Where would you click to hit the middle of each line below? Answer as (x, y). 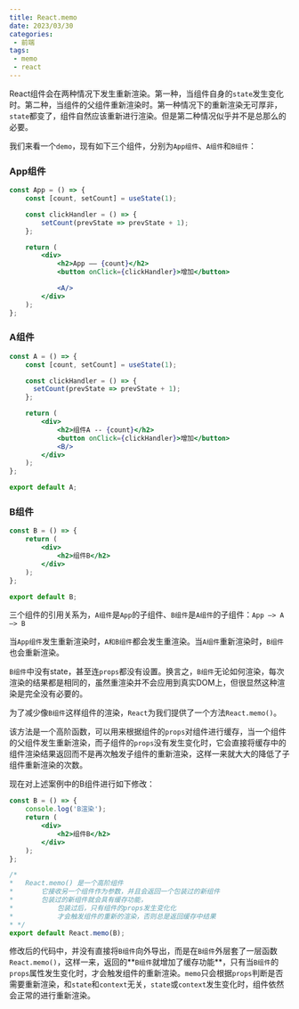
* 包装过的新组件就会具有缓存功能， (78, 900)
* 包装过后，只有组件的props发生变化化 (93, 908)
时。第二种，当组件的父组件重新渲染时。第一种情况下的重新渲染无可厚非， (145, 104)
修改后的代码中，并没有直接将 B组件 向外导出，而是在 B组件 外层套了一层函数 (143, 951)
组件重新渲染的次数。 (48, 765)
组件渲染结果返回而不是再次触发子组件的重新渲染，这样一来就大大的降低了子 (149, 754)
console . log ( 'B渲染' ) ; (66, 810)
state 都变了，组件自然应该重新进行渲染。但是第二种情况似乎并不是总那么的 (148, 116)
